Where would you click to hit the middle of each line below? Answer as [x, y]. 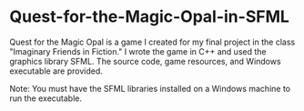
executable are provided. [56, 71]
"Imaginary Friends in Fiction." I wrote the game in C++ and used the [138, 51]
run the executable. [46, 98]
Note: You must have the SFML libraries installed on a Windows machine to [150, 88]
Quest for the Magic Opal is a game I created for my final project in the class [152, 42]
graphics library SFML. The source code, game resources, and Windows [145, 61]
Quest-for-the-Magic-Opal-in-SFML [149, 17]
